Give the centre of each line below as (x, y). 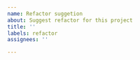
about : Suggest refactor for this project (70, 20)
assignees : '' (28, 40)
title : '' (22, 27)
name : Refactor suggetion (45, 14)
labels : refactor (33, 33)
